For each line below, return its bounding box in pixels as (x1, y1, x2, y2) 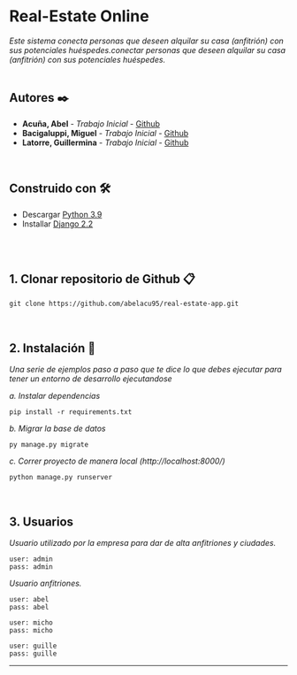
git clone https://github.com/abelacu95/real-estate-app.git (9, 299, 240, 309)
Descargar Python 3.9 (21, 209, 103, 219)
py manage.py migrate (9, 441, 89, 449)
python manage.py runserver (9, 473, 113, 482)
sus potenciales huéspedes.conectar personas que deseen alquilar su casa (9, 44, 286, 55)
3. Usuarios (9, 514, 73, 529)
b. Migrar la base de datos (9, 423, 106, 434)
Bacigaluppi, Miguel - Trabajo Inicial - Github (21, 127, 189, 138)
